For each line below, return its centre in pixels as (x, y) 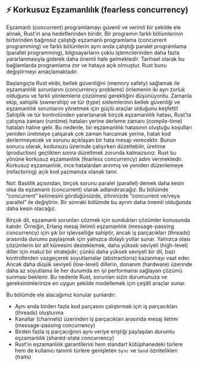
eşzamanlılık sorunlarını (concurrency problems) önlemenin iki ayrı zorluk (96, 89)
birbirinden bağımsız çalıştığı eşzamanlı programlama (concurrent (87, 40)
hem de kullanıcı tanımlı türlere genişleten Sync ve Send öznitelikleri (96, 351)
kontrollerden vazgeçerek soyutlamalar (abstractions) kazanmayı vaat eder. (98, 258)
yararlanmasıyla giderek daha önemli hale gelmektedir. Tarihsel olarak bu (95, 59)
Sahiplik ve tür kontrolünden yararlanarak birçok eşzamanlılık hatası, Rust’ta (99, 114)
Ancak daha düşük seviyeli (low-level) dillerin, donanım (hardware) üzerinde (99, 264)
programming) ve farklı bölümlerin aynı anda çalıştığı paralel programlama (97, 46)
